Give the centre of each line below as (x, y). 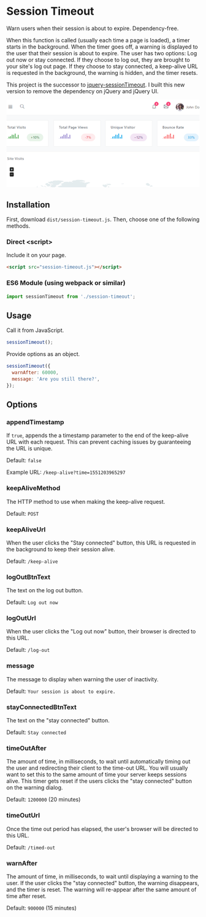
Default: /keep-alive (32, 561)
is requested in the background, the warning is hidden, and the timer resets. (102, 72)
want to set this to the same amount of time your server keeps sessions (97, 775)
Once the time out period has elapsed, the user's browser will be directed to (102, 829)
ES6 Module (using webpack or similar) (66, 283)
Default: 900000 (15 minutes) (41, 908)
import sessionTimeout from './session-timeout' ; (71, 296)
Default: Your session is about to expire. (61, 691)
